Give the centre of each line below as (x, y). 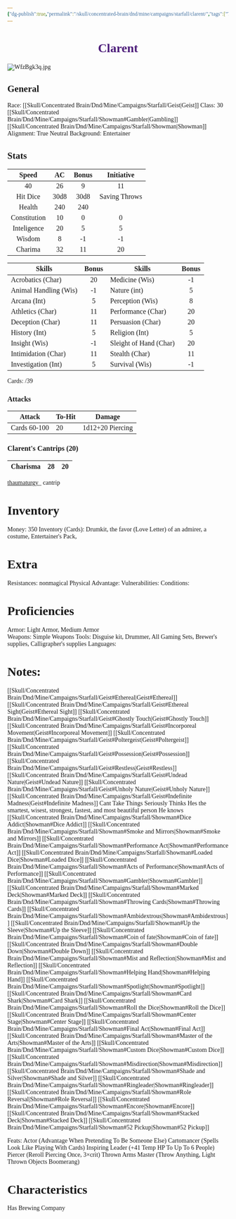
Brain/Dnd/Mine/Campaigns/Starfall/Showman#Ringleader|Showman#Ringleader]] (111, 1085)
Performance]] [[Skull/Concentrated (52, 873)
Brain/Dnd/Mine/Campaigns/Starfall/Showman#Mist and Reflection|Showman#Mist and (117, 958)
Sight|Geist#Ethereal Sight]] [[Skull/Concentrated (68, 711)
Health (28, 207)
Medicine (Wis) (132, 280)
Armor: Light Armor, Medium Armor (53, 630)
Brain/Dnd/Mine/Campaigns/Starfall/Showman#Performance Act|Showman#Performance (118, 845)
